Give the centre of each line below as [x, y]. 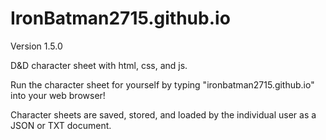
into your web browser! [58, 95]
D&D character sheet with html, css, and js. [99, 65]
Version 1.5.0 [36, 46]
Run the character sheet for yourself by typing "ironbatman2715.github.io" [162, 84]
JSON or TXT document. [61, 125]
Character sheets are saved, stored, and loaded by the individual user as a [163, 114]
